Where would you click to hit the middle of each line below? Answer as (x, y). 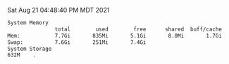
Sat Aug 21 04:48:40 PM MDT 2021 (58, 10)
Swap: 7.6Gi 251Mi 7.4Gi (77, 42)
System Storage (30, 49)
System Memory (28, 23)
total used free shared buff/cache (138, 29)
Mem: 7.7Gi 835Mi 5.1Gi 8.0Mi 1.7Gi (114, 35)
